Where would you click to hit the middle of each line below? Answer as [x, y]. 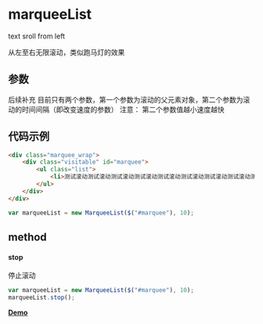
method [27, 237]
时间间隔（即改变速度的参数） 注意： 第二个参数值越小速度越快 [123, 109]
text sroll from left [36, 36]
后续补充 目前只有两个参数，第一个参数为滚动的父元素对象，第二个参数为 [126, 99]
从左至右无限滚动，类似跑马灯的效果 [67, 52]
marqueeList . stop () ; [42, 298]
